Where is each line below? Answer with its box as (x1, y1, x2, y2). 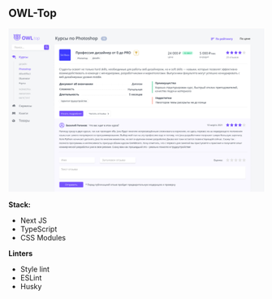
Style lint (19, 264, 50, 275)
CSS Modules (19, 233, 67, 243)
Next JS (19, 215, 47, 226)
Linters (8, 249, 33, 258)
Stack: (8, 200, 31, 210)
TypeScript (19, 224, 58, 234)
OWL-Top (8, 6, 57, 20)
